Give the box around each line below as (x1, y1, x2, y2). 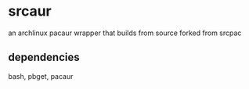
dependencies (8, 51, 80, 64)
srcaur (8, 2, 52, 20)
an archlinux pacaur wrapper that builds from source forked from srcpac (8, 28, 242, 37)
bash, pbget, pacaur (8, 71, 74, 80)
